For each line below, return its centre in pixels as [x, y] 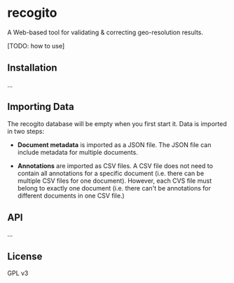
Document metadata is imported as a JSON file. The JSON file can [114, 144]
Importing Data [41, 107]
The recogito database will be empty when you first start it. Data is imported [117, 123]
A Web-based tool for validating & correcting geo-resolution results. [105, 32]
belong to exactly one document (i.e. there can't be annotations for [114, 188]
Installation [32, 68]
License [25, 256]
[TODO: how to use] [36, 46]
